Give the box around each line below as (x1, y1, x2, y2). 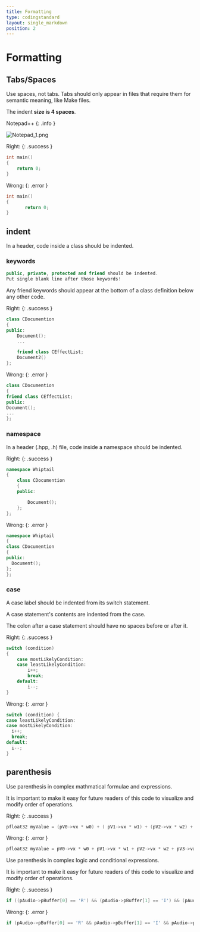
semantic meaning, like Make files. (6, 96, 91, 104)
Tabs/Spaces (6, 74, 57, 85)
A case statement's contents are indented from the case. (6, 610, 146, 618)
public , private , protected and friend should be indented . (6, 270, 159, 277)
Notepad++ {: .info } (6, 120, 55, 127)
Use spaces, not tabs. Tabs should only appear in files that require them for (6, 91, 191, 98)
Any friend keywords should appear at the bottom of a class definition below (6, 287, 194, 294)
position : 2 (6, 25, 36, 32)
